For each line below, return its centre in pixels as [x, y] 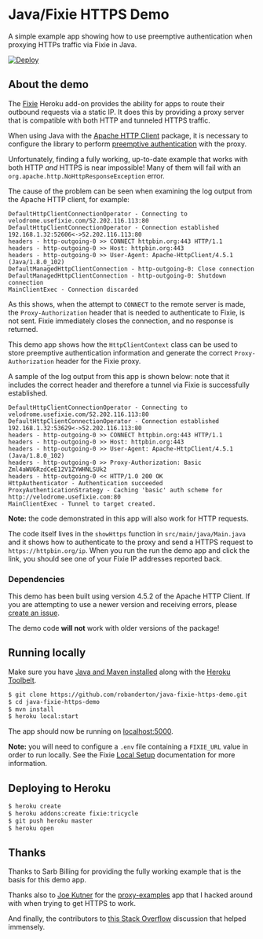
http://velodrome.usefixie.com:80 [65, 497]
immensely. [27, 927]
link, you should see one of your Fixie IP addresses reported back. [115, 558]
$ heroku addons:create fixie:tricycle [73, 814]
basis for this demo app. [47, 880]
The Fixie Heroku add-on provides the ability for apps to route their [117, 103]
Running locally [47, 653]
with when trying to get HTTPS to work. [72, 904]
